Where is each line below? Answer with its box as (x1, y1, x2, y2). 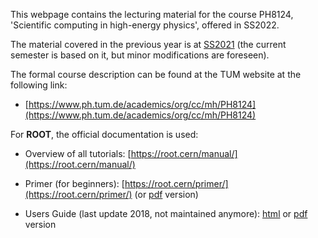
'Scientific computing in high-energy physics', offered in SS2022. (10, 19, 280, 31)
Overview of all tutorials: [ (24, 148, 132, 159)
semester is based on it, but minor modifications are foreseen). (10, 49, 270, 61)
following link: (10, 79, 68, 91)
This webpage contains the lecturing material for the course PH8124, (10, 9, 294, 20)
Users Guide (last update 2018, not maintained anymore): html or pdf (24, 208, 308, 219)
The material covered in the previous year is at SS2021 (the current (10, 39, 287, 50)
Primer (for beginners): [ (24, 178, 125, 189)
